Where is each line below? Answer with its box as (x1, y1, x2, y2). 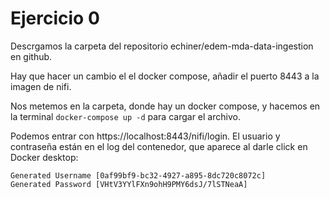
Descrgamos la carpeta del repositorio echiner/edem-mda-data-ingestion (10, 40, 314, 52)
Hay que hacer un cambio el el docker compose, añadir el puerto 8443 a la (10, 70, 320, 82)
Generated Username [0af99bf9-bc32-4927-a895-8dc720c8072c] (10, 170, 267, 181)
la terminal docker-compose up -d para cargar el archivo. (10, 110, 241, 122)
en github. (10, 50, 53, 62)
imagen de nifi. (10, 80, 72, 92)
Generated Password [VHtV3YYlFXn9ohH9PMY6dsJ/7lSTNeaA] (10, 179, 248, 189)
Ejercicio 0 (10, 7, 100, 30)
